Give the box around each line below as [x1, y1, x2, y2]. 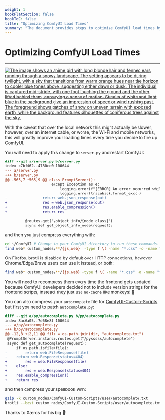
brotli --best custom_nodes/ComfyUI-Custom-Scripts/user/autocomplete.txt [5, 400, 162, 405]
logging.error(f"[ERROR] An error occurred [59, 187, 151, 192]
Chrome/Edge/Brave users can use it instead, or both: [5, 260, 114, 266]
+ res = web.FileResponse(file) [5, 359, 87, 364]
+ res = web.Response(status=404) [5, 368, 91, 373]
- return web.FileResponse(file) [5, 350, 89, 355]
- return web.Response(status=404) [5, 355, 84, 359]
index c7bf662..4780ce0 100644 [5, 163, 69, 168]
